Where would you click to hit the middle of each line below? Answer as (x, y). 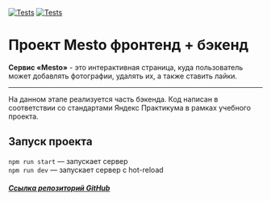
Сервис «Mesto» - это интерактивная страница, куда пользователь (126, 67)
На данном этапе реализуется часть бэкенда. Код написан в (113, 99)
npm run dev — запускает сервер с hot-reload (86, 170)
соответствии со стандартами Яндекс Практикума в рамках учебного (130, 107)
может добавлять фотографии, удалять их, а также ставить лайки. (123, 76)
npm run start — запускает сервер (68, 161)
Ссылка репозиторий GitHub (59, 188)
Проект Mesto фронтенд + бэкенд (129, 45)
